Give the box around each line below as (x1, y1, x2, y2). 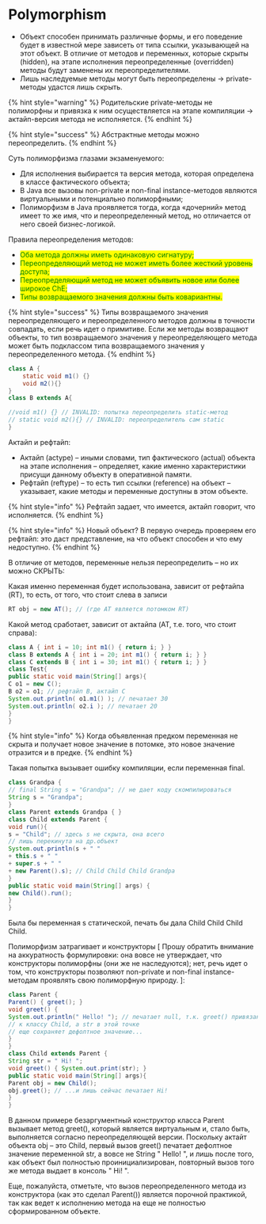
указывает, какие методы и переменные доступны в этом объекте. (19, 486, 249, 496)
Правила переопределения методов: (8, 234, 134, 244)
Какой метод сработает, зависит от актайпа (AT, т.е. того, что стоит (8, 619, 237, 629)
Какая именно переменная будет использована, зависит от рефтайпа (8, 581, 245, 591)
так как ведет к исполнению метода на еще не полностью (8, 1198, 206, 1208)
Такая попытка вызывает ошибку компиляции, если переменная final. (8, 763, 245, 773)
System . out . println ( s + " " (8, 845, 101, 853)
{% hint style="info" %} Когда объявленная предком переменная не (8, 731, 238, 741)
